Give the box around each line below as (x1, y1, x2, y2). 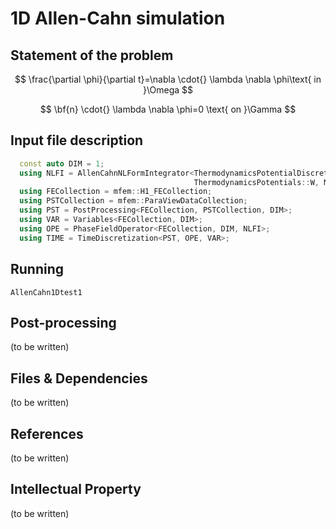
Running (10, 261, 65, 278)
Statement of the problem (10, 47, 174, 64)
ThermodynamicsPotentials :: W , (193, 177, 320, 187)
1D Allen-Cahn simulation (10, 7, 226, 30)
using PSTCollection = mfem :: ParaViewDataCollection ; (19, 196, 248, 206)
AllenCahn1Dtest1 (10, 287, 83, 297)
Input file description (10, 132, 144, 149)
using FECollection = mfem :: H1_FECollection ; (19, 187, 213, 197)
